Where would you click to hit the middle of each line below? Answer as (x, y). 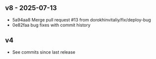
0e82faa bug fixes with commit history (51, 25)
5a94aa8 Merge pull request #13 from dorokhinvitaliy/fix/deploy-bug (81, 20)
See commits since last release (44, 52)
